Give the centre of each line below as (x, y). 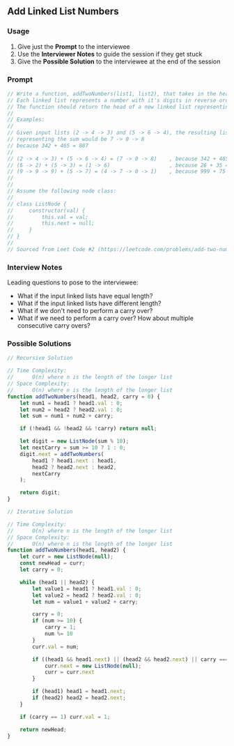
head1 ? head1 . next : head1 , (75, 460)
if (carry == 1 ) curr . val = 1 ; (65, 717)
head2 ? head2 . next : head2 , (75, 467)
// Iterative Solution (40, 512)
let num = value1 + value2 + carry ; (85, 602)
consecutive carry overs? (54, 326)
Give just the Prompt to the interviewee (73, 46)
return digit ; (40, 493)
